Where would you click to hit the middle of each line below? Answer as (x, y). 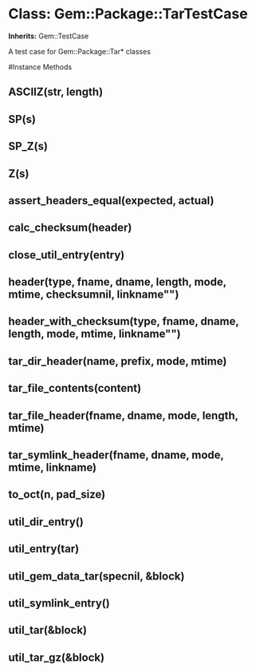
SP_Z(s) (28, 146)
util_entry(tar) (44, 549)
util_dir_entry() (46, 522)
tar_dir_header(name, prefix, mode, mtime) (118, 361)
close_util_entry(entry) (67, 255)
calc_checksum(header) (70, 228)
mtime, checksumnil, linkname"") (94, 295)
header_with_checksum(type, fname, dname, (124, 321)
